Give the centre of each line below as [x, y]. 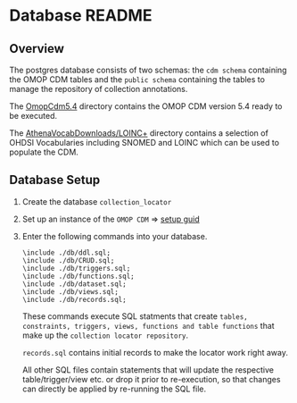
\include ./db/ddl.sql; [66, 252]
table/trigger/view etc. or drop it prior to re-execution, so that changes [151, 379]
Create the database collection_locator [97, 201]
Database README [81, 16]
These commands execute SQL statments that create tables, [135, 316]
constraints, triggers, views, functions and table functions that [148, 325]
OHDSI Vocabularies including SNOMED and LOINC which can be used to [144, 143]
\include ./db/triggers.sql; [76, 268]
